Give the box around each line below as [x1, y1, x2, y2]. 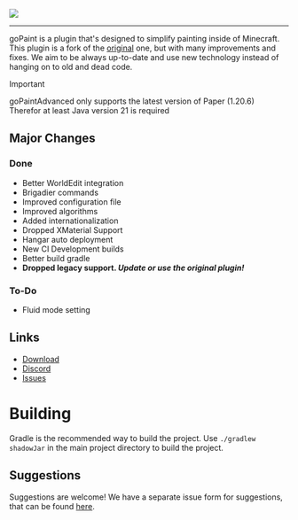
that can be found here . [9, 501, 96, 511]
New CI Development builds [21, 244, 124, 254]
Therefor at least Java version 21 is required [9, 105, 170, 115]
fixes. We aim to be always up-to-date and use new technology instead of [9, 52, 279, 62]
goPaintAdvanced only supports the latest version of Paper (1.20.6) [9, 96, 255, 106]
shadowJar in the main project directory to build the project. [9, 442, 224, 453]
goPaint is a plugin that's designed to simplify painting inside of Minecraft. [9, 34, 280, 43]
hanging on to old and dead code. [9, 62, 133, 72]
